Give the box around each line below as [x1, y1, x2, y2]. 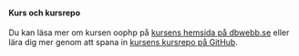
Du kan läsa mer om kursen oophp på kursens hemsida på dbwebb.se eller [8, 27, 290, 38]
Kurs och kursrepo [8, 7, 81, 18]
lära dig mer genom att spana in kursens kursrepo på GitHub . [8, 37, 238, 48]
